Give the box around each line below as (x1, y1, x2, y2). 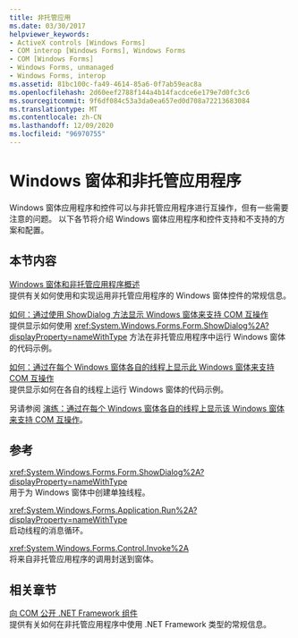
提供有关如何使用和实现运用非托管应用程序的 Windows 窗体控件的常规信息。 (9, 290, 291, 301)
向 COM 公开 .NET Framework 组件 (9, 608, 139, 618)
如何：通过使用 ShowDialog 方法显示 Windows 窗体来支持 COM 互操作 (9, 309, 268, 319)
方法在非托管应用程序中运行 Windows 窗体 (129, 331, 286, 342)
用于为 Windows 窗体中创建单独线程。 (9, 487, 150, 498)
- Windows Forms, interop (9, 72, 106, 81)
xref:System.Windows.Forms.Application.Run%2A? (9, 505, 198, 515)
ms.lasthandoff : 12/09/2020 (9, 122, 115, 131)
